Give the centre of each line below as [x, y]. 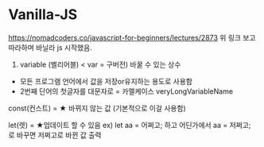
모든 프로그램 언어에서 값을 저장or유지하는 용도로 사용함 [106, 81]
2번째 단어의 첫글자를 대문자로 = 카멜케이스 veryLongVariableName [126, 91]
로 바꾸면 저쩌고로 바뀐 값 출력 [55, 135]
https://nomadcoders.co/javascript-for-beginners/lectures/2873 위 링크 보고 [132, 37]
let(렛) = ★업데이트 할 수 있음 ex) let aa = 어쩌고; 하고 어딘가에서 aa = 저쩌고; [130, 125]
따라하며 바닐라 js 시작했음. [50, 47]
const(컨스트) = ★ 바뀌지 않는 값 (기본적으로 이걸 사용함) [97, 108]
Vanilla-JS [43, 15]
